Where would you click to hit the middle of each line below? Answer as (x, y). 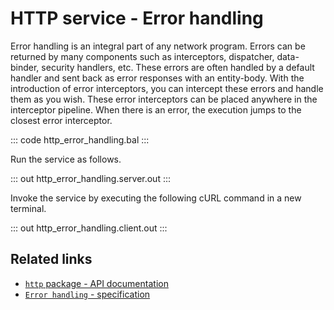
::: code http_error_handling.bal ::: (80, 139)
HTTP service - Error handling (137, 18)
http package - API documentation (96, 283)
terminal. (28, 208)
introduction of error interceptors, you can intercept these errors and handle (167, 88)
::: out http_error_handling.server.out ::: (91, 178)
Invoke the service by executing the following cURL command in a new (156, 198)
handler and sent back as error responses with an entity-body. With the (157, 78)
